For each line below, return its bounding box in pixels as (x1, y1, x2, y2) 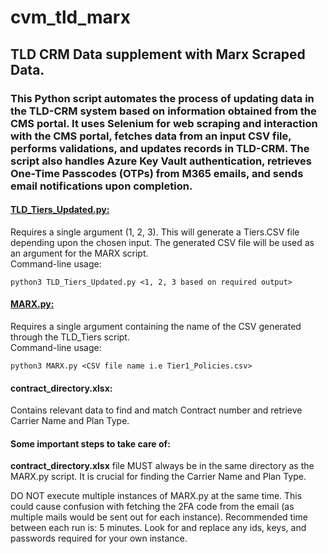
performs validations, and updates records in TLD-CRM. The (10, 141, 310, 155)
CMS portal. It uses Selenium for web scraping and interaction (10, 116, 318, 130)
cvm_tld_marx (10, 6, 131, 29)
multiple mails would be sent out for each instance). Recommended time (10, 511, 309, 523)
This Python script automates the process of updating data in (10, 91, 315, 105)
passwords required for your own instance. (10, 532, 188, 545)
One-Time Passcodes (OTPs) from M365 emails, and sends (10, 166, 304, 180)
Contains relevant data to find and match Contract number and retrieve (10, 404, 303, 416)
